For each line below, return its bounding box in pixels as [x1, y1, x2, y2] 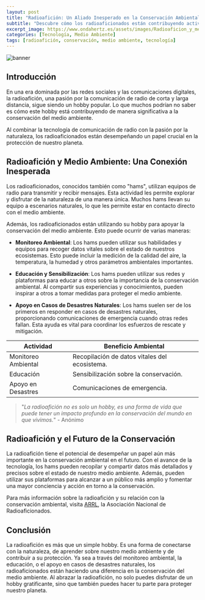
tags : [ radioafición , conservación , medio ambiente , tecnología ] [6, 37, 176, 43]
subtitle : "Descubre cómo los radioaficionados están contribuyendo [6, 20, 184, 26]
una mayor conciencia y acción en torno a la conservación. [6, 483, 155, 490]
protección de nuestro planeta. [6, 139, 84, 146]
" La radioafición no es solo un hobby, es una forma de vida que [21, 403, 182, 410]
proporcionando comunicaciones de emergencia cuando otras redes [15, 314, 188, 322]
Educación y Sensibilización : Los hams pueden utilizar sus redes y [15, 270, 185, 277]
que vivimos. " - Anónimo [21, 416, 84, 423]
